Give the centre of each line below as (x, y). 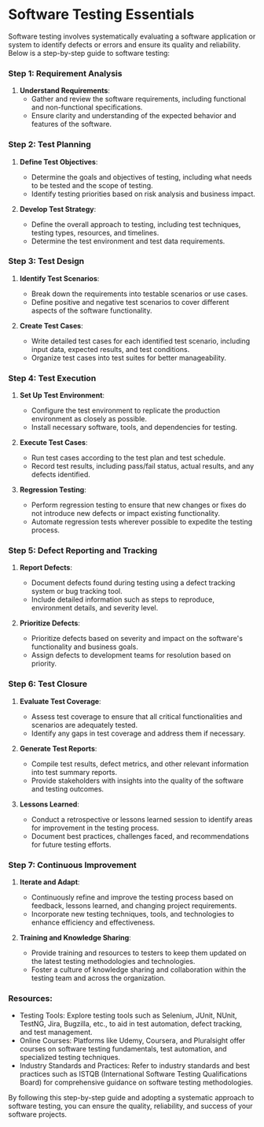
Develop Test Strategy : (58, 209)
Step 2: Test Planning (50, 145)
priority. (44, 664)
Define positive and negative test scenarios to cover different (130, 302)
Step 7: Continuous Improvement (73, 865)
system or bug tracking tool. (77, 591)
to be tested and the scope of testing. (92, 185)
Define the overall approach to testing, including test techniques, (136, 224)
